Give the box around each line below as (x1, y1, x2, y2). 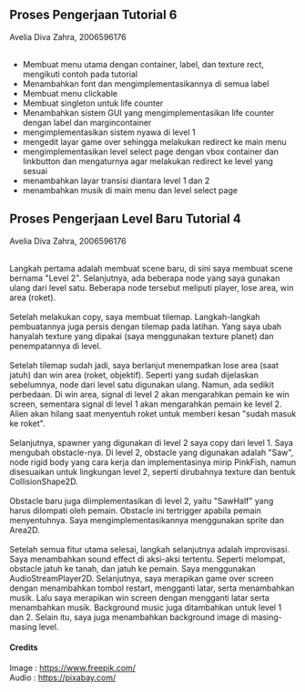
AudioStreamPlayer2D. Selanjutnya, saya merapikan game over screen (9, 573, 274, 584)
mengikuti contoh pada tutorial (22, 68, 138, 79)
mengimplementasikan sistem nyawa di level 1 (22, 127, 196, 138)
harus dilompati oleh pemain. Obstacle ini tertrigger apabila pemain (9, 505, 261, 516)
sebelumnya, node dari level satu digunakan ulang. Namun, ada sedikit (9, 378, 275, 390)
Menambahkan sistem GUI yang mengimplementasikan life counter (22, 107, 275, 118)
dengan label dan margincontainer (22, 117, 152, 128)
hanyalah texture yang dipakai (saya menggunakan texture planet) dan (9, 330, 274, 341)
